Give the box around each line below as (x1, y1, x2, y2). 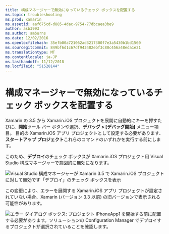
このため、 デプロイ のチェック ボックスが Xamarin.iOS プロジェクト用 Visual (5, 154, 163, 160)
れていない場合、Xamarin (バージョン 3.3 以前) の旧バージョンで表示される (5, 194, 160, 200)
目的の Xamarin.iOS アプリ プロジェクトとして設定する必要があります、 (15, 130, 164, 136)
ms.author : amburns (5, 31, 46, 36)
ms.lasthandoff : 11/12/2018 (5, 59, 65, 64)
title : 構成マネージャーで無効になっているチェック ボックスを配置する (5, 7, 135, 13)
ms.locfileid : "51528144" (5, 64, 60, 69)
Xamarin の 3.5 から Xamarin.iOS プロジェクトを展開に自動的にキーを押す (5, 117, 158, 124)
